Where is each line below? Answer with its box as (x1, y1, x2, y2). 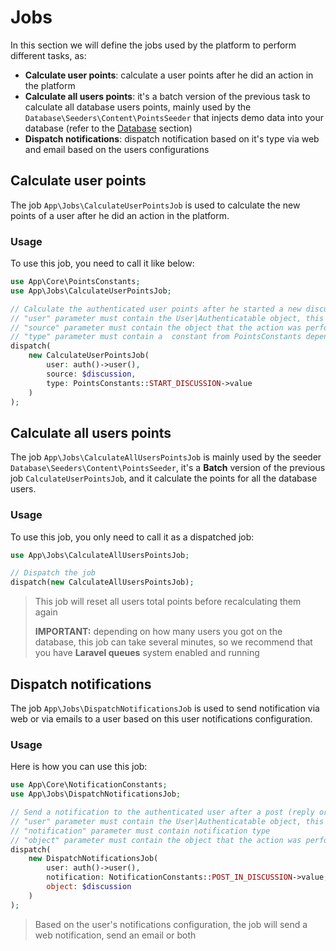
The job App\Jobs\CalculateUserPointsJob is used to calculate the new (10, 199, 301, 211)
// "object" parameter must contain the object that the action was (10, 835, 302, 845)
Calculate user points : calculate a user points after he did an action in (24, 69, 314, 81)
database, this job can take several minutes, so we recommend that (34, 636, 313, 648)
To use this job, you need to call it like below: (10, 257, 195, 270)
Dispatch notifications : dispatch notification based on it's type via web (24, 132, 320, 145)
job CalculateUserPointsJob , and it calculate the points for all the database (10, 472, 318, 485)
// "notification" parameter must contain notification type (10, 826, 271, 836)
